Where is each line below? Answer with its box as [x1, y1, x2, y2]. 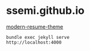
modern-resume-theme [6, 23, 64, 30]
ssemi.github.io [6, 4, 85, 17]
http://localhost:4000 [6, 39, 62, 45]
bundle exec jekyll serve [6, 34, 69, 40]
